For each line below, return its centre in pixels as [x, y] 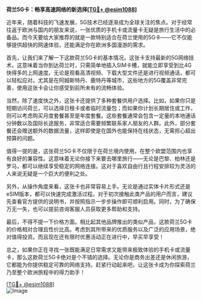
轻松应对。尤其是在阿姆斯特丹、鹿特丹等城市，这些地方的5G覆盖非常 [96, 80]
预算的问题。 [22, 138]
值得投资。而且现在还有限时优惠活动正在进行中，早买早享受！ [87, 237]
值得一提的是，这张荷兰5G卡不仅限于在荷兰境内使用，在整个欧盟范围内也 [97, 151]
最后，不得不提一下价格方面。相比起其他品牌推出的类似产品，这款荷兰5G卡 [99, 222]
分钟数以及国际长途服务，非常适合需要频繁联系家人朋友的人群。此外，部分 [98, 123]
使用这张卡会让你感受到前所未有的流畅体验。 [72, 88]
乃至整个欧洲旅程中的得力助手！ [46, 272]
